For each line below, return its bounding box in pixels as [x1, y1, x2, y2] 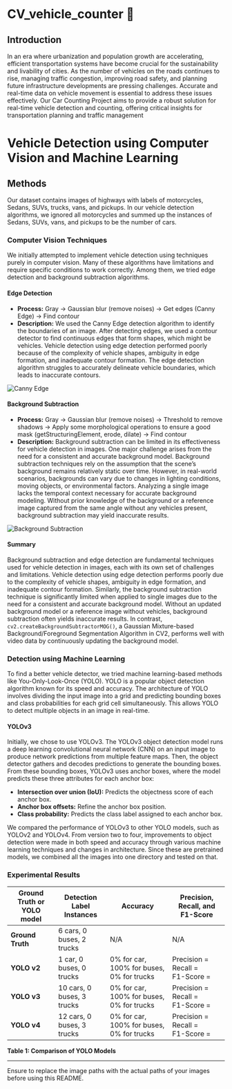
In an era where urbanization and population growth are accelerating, [7, 52, 204, 60]
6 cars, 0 [58, 926, 88, 935]
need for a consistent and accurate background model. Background [17, 452, 211, 460]
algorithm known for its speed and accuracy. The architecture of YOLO [7, 684, 209, 693]
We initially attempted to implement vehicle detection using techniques [7, 251, 209, 259]
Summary [7, 540, 36, 549]
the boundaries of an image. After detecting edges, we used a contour [17, 326, 217, 335]
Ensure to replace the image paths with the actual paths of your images [7, 1066, 211, 1074]
